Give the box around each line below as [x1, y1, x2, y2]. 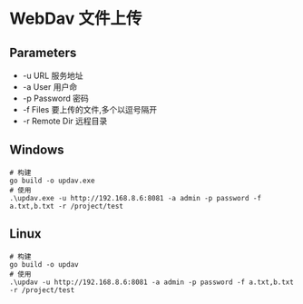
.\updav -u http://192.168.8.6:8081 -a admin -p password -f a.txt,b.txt [9, 278, 295, 287]
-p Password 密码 [22, 93, 89, 103]
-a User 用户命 [22, 82, 78, 92]
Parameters [9, 44, 77, 60]
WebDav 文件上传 [9, 8, 142, 29]
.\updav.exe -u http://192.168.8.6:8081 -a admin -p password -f [9, 193, 261, 202]
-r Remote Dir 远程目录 [22, 115, 108, 126]
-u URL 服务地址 [22, 70, 83, 81]
